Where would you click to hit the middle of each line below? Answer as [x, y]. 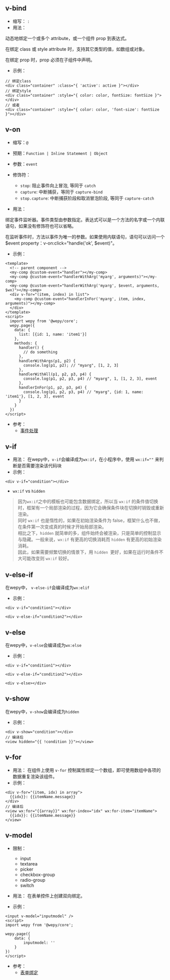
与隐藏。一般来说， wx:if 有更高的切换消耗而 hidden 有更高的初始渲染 [90, 539]
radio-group [33, 880]
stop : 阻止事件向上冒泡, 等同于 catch [58, 185]
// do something [40, 352]
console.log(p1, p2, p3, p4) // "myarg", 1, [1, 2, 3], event [90, 379]
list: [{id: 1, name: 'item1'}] [53, 334]
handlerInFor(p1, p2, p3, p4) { [53, 387]
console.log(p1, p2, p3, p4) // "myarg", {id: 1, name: [83, 392]
